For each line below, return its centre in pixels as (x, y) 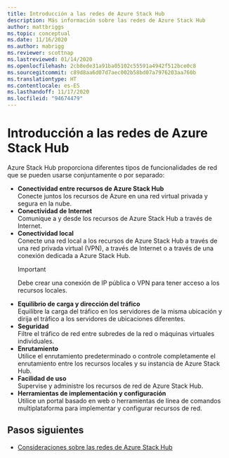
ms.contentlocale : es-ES (44, 86)
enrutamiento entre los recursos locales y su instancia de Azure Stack (119, 363)
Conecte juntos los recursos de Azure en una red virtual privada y (113, 196)
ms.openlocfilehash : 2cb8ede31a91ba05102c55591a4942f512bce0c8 (102, 66)
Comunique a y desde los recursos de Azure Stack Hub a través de (115, 218)
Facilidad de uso (42, 378)
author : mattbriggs (36, 27)
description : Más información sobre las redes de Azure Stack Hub (106, 20)
